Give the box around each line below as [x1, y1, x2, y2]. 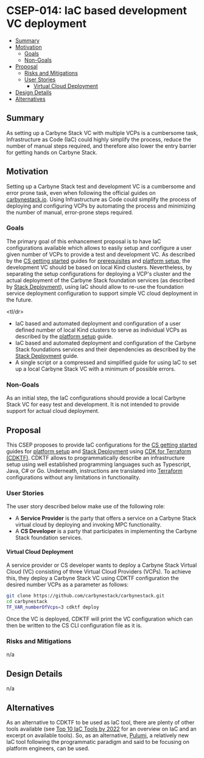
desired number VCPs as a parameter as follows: [6, 581, 129, 588]
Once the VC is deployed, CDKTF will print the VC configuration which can [6, 615, 193, 623]
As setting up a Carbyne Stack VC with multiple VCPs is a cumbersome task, [6, 129, 199, 136]
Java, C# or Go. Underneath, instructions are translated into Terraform [6, 467, 183, 474]
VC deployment [6, 16, 87, 31]
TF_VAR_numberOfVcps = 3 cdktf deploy [6, 604, 99, 611]
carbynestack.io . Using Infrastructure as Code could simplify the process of [6, 195, 197, 203]
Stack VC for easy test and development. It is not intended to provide [6, 401, 180, 408]
